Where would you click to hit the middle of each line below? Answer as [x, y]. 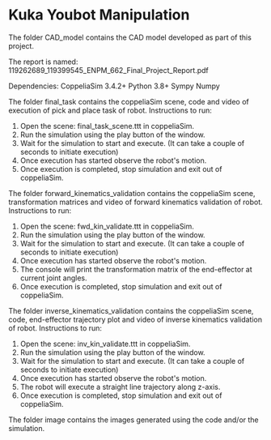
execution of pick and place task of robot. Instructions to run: [110, 110]
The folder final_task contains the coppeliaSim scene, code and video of [129, 101]
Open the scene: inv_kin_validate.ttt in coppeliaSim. [105, 344]
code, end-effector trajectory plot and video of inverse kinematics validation [135, 319]
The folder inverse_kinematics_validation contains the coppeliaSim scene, [131, 310]
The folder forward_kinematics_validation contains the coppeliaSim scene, [132, 193]
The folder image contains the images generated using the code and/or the [133, 420]
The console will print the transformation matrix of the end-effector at [136, 269]
